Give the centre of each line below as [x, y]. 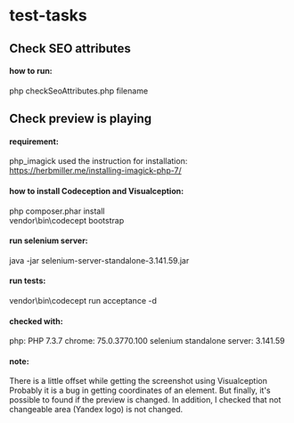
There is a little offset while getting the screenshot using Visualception [138, 381]
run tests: [28, 281]
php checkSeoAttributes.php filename [79, 91]
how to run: [31, 71]
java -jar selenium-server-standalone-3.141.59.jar [99, 260]
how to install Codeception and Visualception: [97, 191]
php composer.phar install [57, 211]
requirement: [34, 141]
